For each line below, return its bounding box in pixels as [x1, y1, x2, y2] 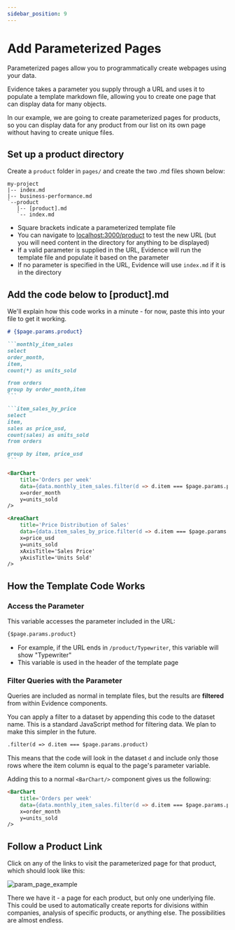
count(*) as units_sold [7, 367, 77, 374]
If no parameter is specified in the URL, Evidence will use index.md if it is [17, 261, 226, 269]
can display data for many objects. [7, 100, 107, 108]
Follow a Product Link [7, 840, 103, 852]
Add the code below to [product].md [7, 288, 169, 300]
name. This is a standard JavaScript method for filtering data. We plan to [7, 720, 217, 729]
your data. [7, 71, 37, 79]
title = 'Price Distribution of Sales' [20, 522, 130, 529]
